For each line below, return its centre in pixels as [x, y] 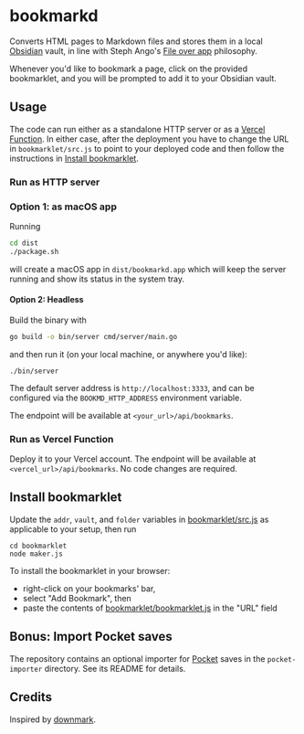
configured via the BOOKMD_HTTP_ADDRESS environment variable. [126, 398]
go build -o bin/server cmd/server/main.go [94, 336]
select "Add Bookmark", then [77, 598]
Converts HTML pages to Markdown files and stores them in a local [136, 41]
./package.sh [34, 251]
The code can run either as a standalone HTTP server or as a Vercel [137, 129]
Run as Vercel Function [62, 439]
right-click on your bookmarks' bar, [89, 588]
